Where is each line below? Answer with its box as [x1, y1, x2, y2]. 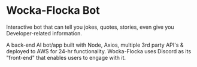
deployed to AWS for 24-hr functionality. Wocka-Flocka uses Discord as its [6, 47, 192, 54]
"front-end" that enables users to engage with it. [6, 54, 126, 61]
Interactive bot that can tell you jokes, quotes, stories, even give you [6, 23, 175, 31]
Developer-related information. [6, 29, 83, 36]
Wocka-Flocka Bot [6, 4, 100, 17]
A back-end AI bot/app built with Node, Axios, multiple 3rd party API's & [6, 41, 184, 48]
